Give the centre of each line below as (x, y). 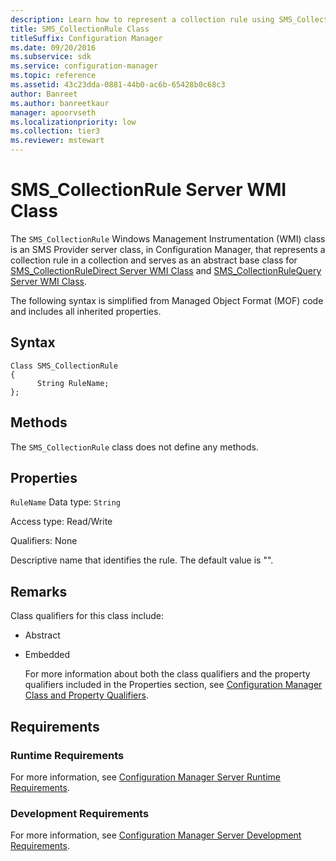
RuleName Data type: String (66, 502)
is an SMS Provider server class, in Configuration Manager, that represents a (168, 249)
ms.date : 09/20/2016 (53, 47)
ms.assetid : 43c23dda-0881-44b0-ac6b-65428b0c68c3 (118, 85)
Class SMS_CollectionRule (64, 366)
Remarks (39, 591)
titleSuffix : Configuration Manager (86, 38)
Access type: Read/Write (61, 522)
